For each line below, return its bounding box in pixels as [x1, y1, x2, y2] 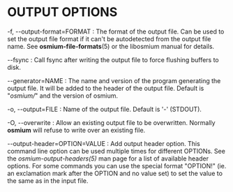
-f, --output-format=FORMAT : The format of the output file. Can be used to [7, 27, 225, 36]
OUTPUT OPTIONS [7, 4, 118, 20]
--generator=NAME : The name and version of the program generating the [7, 76, 221, 84]
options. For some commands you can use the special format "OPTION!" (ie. [7, 161, 227, 170]
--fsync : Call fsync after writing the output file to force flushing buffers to [7, 55, 219, 64]
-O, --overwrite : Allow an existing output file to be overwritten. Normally [7, 118, 216, 126]
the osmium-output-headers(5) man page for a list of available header [7, 154, 209, 163]
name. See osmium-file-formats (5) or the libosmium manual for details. [7, 42, 215, 50]
